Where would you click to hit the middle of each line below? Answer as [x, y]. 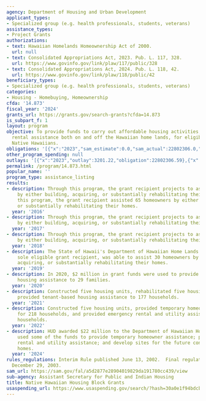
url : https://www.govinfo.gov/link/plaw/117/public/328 [85, 63]
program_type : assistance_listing [51, 178]
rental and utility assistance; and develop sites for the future [104, 343]
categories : [21, 92]
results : [17, 183]
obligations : [23, 149]
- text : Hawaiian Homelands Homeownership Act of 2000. [79, 47]
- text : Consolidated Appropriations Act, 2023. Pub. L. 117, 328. [94, 58]
